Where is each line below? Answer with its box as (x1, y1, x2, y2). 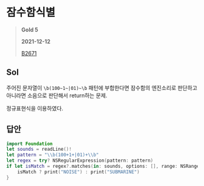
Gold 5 (21, 26, 38, 33)
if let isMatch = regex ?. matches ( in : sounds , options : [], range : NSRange (6, 164, 200, 170)
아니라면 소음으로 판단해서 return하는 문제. (6, 92, 107, 99)
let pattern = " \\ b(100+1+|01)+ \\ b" (6, 152, 99, 158)
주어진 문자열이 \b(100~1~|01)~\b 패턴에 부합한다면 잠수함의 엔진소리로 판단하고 (6, 84, 197, 91)
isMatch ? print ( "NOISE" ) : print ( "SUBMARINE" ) (17, 168, 140, 175)
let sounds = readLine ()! (6, 146, 72, 153)
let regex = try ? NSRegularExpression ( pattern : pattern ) (6, 157, 154, 164)
